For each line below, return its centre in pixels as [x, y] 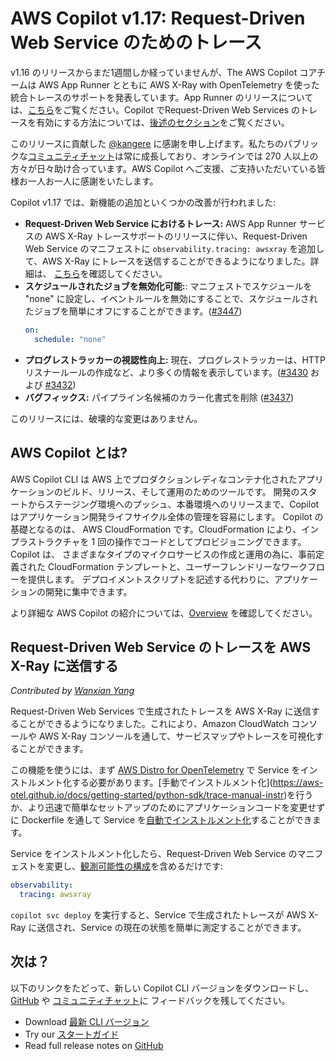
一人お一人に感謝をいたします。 [93, 181]
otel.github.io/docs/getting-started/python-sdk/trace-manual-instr [147, 795]
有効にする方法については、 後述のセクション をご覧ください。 [163, 122]
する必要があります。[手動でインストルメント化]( [172, 783]
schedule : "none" [70, 339]
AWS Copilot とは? [69, 453]
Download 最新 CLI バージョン [87, 1021]
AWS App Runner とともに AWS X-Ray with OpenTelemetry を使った [179, 84]
